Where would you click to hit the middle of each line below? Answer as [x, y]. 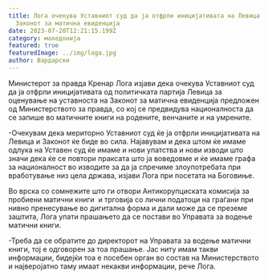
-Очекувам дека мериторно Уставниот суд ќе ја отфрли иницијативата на [134, 132]
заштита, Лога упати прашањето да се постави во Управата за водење [130, 216]
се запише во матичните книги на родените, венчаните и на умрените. [130, 117]
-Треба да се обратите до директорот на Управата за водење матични [130, 241]
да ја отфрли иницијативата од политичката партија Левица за [115, 91]
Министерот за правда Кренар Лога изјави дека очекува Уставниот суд [131, 83]
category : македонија [45, 38]
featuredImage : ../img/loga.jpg [62, 53]
